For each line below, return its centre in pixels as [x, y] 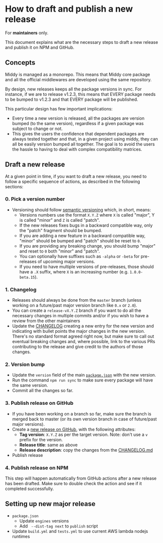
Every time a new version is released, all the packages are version [78, 118]
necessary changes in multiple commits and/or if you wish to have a [80, 316]
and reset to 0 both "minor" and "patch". [60, 251]
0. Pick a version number [35, 199]
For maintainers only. [27, 33]
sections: [14, 186]
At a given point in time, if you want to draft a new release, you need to [76, 176]
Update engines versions [44, 521]
